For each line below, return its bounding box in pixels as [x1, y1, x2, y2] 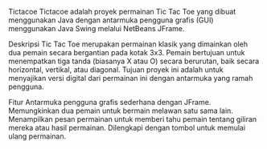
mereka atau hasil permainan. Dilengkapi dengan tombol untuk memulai [8, 123, 246, 132]
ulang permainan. [8, 131, 67, 141]
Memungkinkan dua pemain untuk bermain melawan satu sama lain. [8, 106, 233, 115]
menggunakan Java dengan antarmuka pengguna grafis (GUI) [8, 15, 215, 25]
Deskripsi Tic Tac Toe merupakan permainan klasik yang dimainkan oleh [8, 39, 248, 49]
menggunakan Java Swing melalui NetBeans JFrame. [8, 24, 185, 33]
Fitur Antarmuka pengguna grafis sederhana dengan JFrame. [8, 98, 212, 107]
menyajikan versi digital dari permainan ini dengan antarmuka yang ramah [8, 74, 253, 83]
